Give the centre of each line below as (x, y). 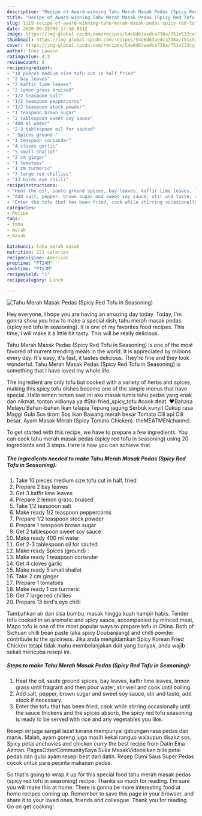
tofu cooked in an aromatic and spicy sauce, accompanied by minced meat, (100, 620)
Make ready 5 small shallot (49, 570)
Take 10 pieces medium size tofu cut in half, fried (76, 480)
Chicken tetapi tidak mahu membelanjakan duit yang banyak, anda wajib (96, 645)
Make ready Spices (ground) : (52, 551)
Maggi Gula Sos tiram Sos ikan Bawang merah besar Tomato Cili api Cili (95, 414)
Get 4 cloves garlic (39, 563)
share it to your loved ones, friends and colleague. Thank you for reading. (97, 800)
